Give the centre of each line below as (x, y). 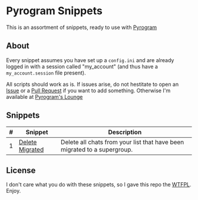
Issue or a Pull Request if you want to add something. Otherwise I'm (88, 91)
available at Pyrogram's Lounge (44, 96)
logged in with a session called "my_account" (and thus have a (82, 66)
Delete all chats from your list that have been (123, 142)
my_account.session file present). (46, 73)
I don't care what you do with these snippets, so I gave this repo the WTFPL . (99, 185)
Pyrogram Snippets (55, 11)
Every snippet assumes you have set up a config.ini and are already (90, 60)
